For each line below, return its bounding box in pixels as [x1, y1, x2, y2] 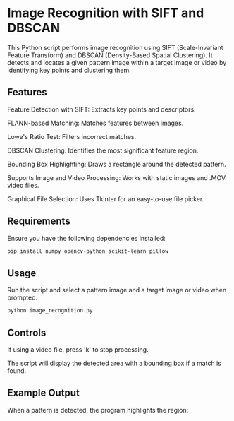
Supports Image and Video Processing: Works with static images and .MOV [7, 173, 226, 182]
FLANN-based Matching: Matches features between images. [7, 119, 184, 127]
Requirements [7, 215, 70, 227]
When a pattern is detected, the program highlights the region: [7, 405, 189, 414]
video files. [7, 181, 39, 189]
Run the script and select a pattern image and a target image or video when [7, 286, 227, 295]
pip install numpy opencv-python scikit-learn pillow [7, 247, 169, 255]
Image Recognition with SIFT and [7, 5, 204, 21]
